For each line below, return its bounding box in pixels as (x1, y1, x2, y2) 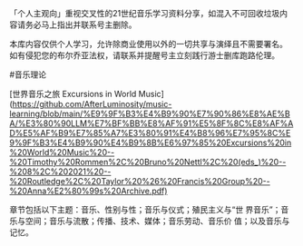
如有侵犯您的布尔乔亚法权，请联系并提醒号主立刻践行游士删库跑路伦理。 (9, 50, 279, 61)
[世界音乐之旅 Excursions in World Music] (9, 89, 165, 99)
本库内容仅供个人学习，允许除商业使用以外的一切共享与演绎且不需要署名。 (9, 39, 288, 49)
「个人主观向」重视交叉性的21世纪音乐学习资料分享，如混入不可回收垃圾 (9, 8, 280, 18)
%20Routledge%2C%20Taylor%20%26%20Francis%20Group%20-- (9, 176, 270, 186)
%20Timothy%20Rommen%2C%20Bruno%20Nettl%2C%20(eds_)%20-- (9, 157, 287, 167)
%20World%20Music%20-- (9, 147, 115, 157)
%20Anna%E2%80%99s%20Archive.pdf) (9, 185, 168, 196)
